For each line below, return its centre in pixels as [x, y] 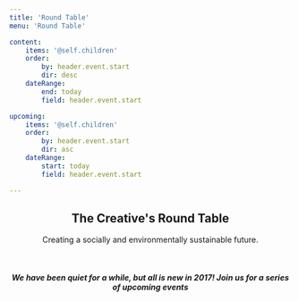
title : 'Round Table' [50, 17]
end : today [62, 92]
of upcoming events [150, 287]
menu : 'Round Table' [48, 26]
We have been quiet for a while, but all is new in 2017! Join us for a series [150, 277]
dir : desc [60, 75]
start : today [66, 166]
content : [26, 42]
